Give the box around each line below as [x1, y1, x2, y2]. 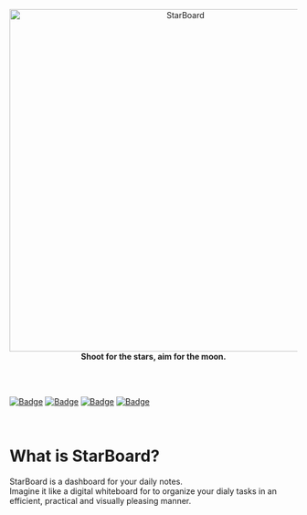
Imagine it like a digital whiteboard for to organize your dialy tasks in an [9, 485, 277, 497]
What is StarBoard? [9, 446, 160, 467]
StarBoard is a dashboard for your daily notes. [9, 476, 183, 487]
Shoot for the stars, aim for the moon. [80, 352, 227, 362]
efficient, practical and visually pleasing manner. [9, 495, 192, 506]
